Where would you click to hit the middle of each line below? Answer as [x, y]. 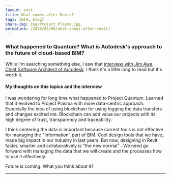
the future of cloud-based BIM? [45, 53]
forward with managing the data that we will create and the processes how [83, 151]
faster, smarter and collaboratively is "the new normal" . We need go [77, 145]
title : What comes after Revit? [39, 15]
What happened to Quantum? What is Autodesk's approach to [84, 47]
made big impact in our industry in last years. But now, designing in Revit [81, 140]
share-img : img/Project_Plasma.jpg [43, 24]
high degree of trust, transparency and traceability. [59, 120]
